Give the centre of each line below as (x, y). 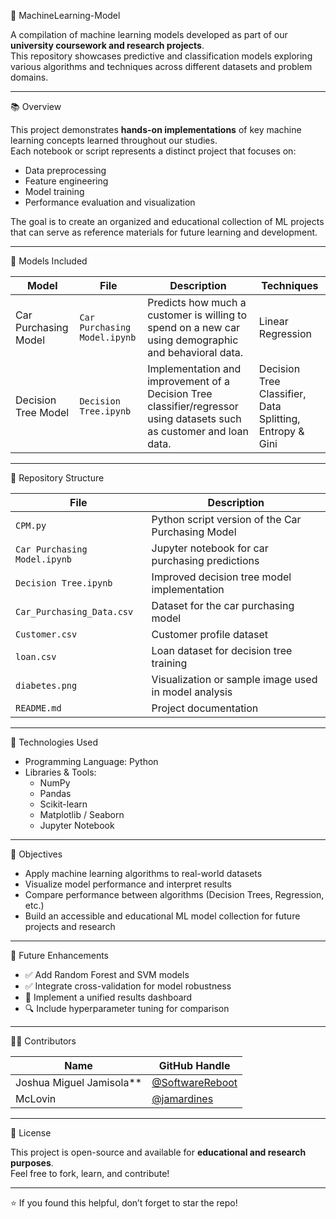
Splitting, (279, 418)
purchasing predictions (205, 560)
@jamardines (182, 1098)
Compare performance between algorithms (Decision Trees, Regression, (174, 894)
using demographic (193, 340)
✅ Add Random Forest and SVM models (107, 974)
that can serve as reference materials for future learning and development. (164, 232)
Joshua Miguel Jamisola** (79, 1082)
